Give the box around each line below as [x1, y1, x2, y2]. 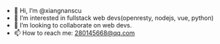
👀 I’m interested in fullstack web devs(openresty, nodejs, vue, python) [13, 14, 214, 22]
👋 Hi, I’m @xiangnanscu [13, 7, 82, 14]
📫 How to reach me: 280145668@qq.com [13, 29, 135, 37]
